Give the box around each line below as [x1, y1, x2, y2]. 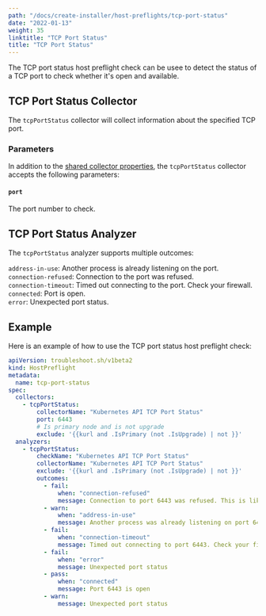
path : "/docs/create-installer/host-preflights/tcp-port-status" [8, 11, 228, 20]
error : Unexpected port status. [8, 297, 109, 307]
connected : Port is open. [8, 289, 85, 298]
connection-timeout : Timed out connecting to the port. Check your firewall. [8, 281, 253, 290]
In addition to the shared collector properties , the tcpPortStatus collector [8, 162, 247, 171]
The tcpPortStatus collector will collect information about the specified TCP [8, 115, 256, 124]
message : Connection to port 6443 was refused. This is [58, 496, 246, 504]
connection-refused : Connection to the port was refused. [8, 272, 194, 281]
